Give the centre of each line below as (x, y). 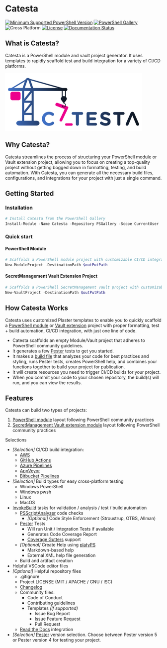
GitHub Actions (35, 460)
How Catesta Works (37, 308)
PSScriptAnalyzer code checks (51, 513)
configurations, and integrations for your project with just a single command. (83, 178)
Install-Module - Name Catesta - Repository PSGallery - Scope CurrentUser (82, 224)
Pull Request (47, 624)
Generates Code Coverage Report (62, 534)
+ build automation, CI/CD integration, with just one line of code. (71, 330)
